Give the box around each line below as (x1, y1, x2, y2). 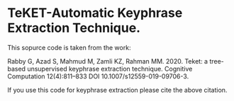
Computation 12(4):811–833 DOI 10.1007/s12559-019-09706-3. (7, 72, 189, 81)
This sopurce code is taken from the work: (7, 43, 131, 52)
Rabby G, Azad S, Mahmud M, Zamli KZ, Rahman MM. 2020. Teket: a (7, 57, 208, 65)
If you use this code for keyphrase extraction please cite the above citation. (7, 85, 228, 94)
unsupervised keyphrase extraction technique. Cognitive (27, 64, 193, 73)
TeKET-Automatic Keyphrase (7, 5, 183, 21)
